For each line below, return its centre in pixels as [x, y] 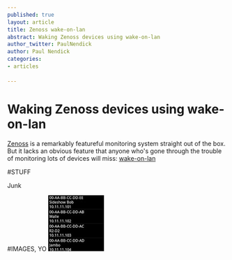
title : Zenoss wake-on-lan [46, 29]
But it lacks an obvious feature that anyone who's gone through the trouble [115, 151]
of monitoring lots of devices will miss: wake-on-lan [82, 158]
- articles [23, 66]
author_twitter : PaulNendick [49, 44]
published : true [31, 15]
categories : [24, 59]
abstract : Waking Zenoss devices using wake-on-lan [84, 37]
